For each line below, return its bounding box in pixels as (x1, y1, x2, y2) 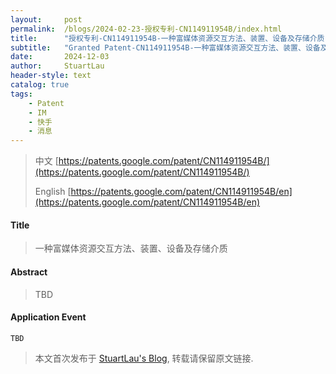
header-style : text (10, 71, 92, 81)
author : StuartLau (10, 61, 105, 71)
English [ (34, 186, 72, 198)
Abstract (10, 266, 48, 278)
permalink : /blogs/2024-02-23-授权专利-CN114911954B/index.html (10, 24, 283, 34)
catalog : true (10, 80, 70, 90)
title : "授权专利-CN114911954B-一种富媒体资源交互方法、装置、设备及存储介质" (10, 33, 330, 43)
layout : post (10, 14, 83, 25)
